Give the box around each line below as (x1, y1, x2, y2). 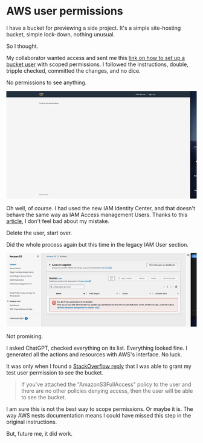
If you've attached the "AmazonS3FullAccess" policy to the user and (21, 381, 192, 388)
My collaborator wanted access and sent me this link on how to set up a (6, 54, 185, 61)
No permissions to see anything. (6, 79, 87, 86)
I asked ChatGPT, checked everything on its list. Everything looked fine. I (6, 344, 187, 352)
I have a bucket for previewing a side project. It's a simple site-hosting (6, 24, 181, 32)
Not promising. (6, 333, 43, 340)
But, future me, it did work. (6, 430, 73, 438)
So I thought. (6, 42, 39, 50)
